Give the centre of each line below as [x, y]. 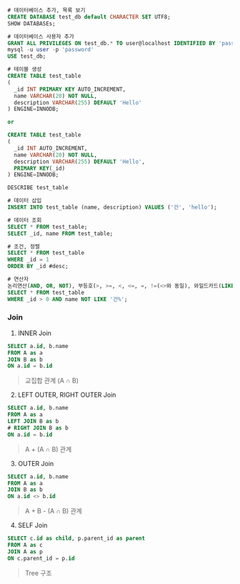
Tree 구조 [38, 573]
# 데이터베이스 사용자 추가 [41, 36]
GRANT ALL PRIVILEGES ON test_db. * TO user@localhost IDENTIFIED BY [111, 43]
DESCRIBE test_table [38, 188]
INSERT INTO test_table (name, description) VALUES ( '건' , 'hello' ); [112, 207]
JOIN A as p [25, 551]
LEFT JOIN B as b [33, 422]
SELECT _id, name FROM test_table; [60, 233]
